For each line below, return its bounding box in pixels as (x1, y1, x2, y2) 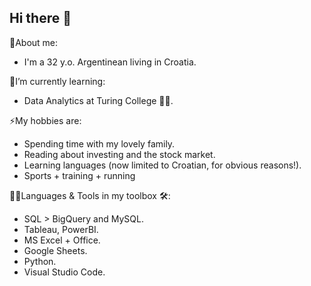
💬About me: (9, 36, 59, 48)
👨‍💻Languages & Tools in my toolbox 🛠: (9, 189, 171, 201)
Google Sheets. (23, 244, 88, 256)
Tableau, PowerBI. (23, 223, 99, 235)
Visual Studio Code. (23, 266, 106, 278)
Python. (23, 255, 57, 267)
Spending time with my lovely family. (23, 137, 176, 150)
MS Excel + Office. (23, 234, 101, 246)
